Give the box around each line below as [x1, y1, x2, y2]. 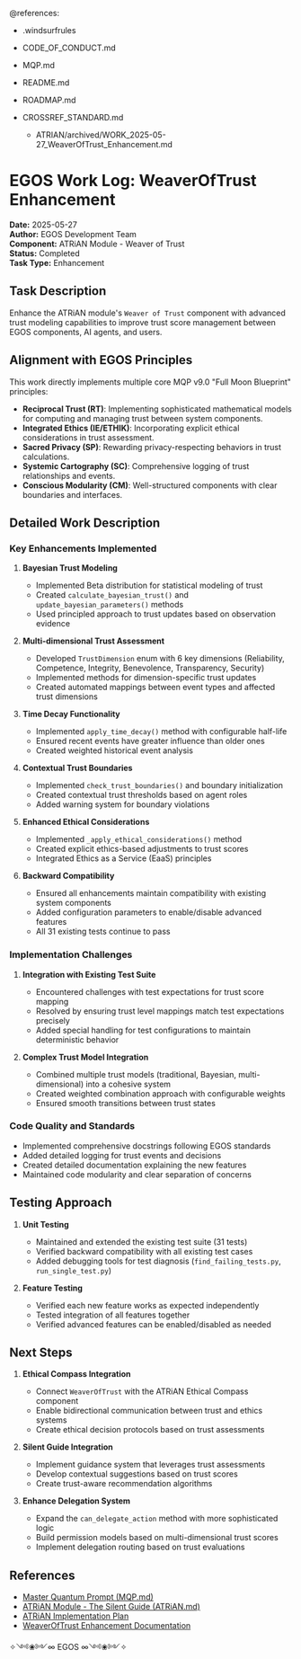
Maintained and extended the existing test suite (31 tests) [35, 1236, 248, 1247]
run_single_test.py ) [35, 1264, 112, 1275]
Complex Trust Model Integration [22, 1051, 149, 1062]
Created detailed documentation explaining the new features [22, 1159, 247, 1170]
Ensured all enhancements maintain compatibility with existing [35, 888, 267, 899]
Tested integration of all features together [35, 1309, 190, 1320]
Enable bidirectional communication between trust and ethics [35, 1406, 263, 1416]
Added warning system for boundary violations [35, 799, 210, 810]
